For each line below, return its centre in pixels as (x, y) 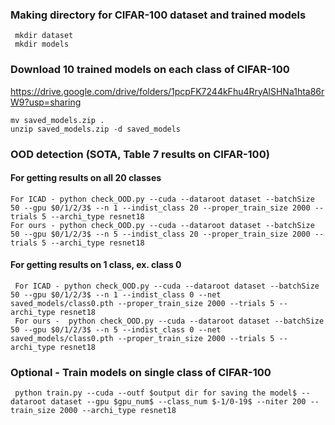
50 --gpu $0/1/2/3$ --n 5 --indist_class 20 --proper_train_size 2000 (160, 234)
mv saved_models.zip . (57, 120)
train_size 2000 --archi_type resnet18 (93, 411)
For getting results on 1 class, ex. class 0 (96, 265)
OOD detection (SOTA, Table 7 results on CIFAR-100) (140, 154)
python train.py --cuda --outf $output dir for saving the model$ (156, 393)
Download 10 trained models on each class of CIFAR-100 (150, 70)
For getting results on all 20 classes (86, 178)
